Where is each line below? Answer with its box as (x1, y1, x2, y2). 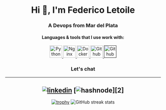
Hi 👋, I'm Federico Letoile (31, 4, 135, 16)
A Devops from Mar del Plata (48, 22, 118, 29)
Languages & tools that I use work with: (41, 34, 124, 40)
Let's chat (71, 66, 95, 73)
